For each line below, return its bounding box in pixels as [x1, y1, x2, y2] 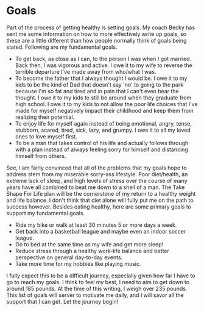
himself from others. [15, 152, 66, 159]
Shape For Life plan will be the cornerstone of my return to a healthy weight [6, 190, 196, 197]
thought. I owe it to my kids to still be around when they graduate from [15, 94, 192, 101]
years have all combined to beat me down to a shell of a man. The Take [6, 184, 185, 191]
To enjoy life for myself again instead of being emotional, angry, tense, [15, 120, 192, 127]
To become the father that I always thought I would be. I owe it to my [15, 74, 188, 82]
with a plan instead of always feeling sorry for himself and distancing [15, 146, 189, 153]
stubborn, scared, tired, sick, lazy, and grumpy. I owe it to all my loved [15, 126, 191, 134]
